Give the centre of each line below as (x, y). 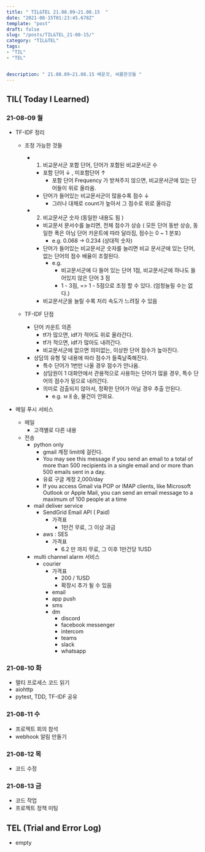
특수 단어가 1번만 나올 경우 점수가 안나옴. (91, 366)
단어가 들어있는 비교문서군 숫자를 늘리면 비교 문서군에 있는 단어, (119, 248)
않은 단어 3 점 (94, 278)
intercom (72, 631)
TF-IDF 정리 (30, 132)
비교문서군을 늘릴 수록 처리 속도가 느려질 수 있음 (100, 301)
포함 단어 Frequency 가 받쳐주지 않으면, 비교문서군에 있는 (121, 180)
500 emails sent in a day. (74, 472)
